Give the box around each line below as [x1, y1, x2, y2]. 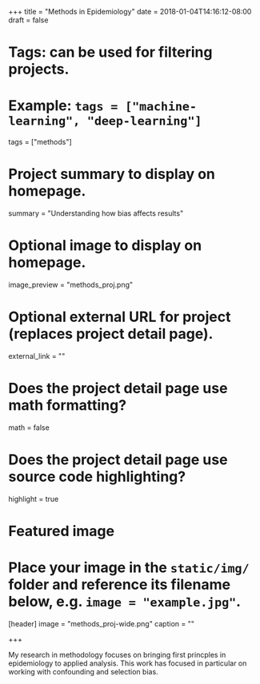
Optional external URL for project [8, 308, 231, 326]
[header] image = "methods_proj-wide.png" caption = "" [8, 618, 194, 628]
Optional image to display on [8, 237, 202, 255]
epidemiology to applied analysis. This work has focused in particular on [8, 658, 247, 668]
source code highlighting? [8, 467, 186, 486]
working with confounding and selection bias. [8, 666, 158, 676]
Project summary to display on [8, 165, 216, 183]
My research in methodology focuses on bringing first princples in [8, 650, 226, 659]
